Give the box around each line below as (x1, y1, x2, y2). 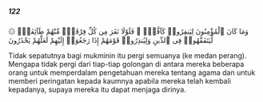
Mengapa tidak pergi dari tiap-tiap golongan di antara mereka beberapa (8, 59, 245, 69)
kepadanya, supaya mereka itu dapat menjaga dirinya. (8, 84, 186, 94)
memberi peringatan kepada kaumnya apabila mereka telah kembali (8, 76, 232, 85)
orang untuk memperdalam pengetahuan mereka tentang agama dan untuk (8, 68, 256, 77)
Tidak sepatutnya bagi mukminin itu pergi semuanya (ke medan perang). (8, 50, 247, 60)
